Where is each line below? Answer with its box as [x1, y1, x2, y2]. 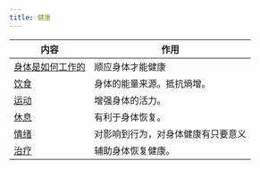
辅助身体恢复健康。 [94, 144, 176, 156]
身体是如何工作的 [13, 60, 87, 72]
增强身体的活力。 [94, 94, 167, 106]
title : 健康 [9, 13, 51, 22]
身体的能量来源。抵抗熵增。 [94, 77, 212, 89]
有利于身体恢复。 [94, 111, 167, 123]
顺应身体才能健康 [94, 60, 167, 72]
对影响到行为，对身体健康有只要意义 [94, 127, 247, 139]
